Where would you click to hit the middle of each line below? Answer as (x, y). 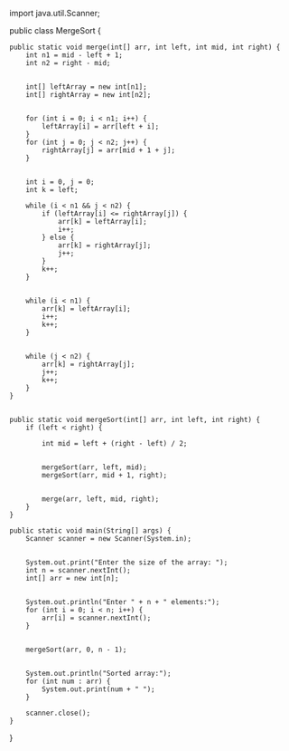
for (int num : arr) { (68, 681)
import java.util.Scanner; (55, 13)
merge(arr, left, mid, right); (101, 499)
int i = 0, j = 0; (60, 182)
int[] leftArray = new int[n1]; (86, 87)
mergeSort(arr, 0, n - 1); (76, 650)
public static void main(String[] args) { (90, 531)
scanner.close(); (58, 713)
